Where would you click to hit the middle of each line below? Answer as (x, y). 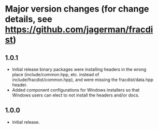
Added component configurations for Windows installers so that (76, 90)
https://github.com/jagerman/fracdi (79, 30)
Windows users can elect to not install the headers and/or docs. (76, 95)
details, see (29, 19)
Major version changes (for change (77, 9)
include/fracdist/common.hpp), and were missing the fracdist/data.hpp (83, 80)
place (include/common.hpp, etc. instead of (56, 74)
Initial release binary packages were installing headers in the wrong (79, 69)
